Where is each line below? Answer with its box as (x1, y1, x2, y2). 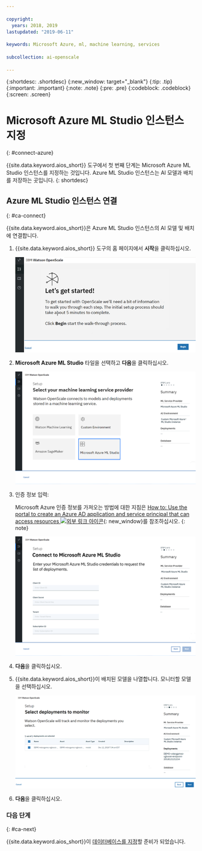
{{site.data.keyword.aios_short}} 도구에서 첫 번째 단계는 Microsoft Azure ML (6, 161, 191, 169)
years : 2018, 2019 (11, 22, 58, 28)
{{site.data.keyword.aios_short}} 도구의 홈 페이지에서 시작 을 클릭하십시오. (14, 245, 191, 252)
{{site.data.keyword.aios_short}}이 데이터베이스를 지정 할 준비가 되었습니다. (6, 838, 186, 845)
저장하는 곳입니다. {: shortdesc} (12, 176, 88, 184)
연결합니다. (12, 232, 39, 239)
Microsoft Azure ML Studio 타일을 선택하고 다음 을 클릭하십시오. (14, 359, 169, 366)
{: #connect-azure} (6, 149, 54, 156)
